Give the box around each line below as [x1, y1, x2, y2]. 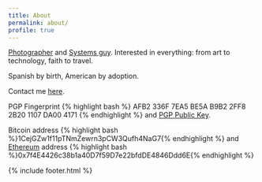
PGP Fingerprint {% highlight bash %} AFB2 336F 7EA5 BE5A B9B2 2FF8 [8, 102, 246, 111]
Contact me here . [8, 87, 65, 96]
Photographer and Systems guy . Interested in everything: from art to [8, 48, 230, 58]
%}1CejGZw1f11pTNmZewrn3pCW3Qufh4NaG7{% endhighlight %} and [8, 134, 239, 143]
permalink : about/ [8, 19, 69, 27]
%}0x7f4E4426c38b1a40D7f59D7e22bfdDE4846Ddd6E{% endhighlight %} [8, 150, 255, 160]
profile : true [8, 26, 55, 34]
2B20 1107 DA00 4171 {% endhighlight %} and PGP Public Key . [8, 110, 211, 120]
